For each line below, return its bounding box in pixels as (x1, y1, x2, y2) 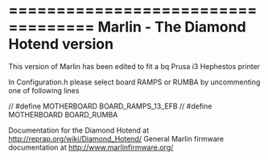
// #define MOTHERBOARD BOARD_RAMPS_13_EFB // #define (8, 101, 212, 111)
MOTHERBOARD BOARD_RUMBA (8, 109, 118, 119)
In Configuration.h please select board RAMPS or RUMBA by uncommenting (8, 77, 261, 87)
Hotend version (8, 35, 114, 53)
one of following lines (8, 85, 80, 95)
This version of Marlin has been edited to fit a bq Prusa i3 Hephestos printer (8, 61, 260, 71)
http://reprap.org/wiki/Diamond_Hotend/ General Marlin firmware (8, 133, 224, 143)
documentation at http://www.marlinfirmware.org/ (8, 142, 174, 152)
